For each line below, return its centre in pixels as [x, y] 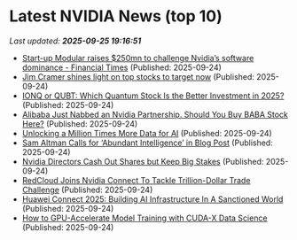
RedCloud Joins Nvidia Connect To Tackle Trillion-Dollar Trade [136, 180]
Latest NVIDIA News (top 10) [116, 16]
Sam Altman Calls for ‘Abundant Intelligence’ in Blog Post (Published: [147, 143]
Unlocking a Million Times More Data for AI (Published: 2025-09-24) [147, 133]
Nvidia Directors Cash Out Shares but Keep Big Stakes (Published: [143, 161]
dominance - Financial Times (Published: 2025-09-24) [121, 67]
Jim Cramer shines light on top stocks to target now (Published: [138, 76]
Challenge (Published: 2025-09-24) [87, 190]
